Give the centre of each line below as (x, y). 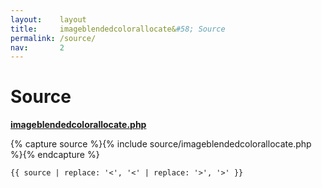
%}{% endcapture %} (55, 155)
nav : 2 (37, 47)
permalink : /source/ (53, 38)
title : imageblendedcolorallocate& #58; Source (118, 29)
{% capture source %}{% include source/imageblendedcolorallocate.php (161, 144)
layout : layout (48, 19)
